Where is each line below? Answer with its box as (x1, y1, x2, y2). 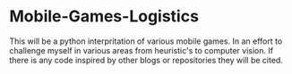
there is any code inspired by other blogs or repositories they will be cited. (9, 54, 284, 65)
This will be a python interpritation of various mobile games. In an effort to (9, 36, 283, 46)
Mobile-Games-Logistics (9, 6, 200, 27)
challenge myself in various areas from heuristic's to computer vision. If (9, 45, 274, 55)
